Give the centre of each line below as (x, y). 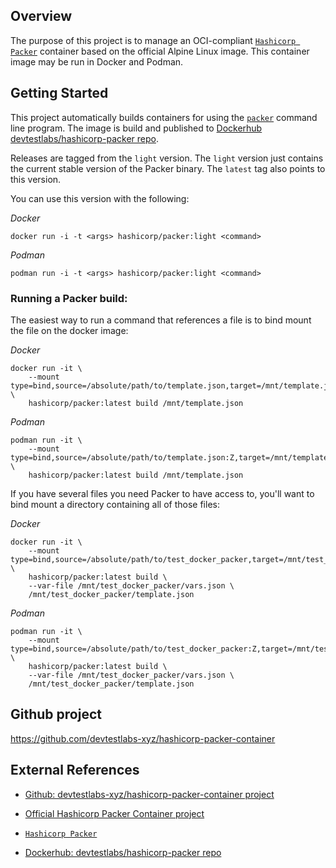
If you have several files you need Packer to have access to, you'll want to (162, 493)
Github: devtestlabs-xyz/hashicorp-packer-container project (149, 794)
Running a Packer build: (69, 298)
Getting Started (59, 93)
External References (75, 770)
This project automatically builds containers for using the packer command (164, 117)
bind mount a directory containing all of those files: (115, 504)
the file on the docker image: (69, 330)
